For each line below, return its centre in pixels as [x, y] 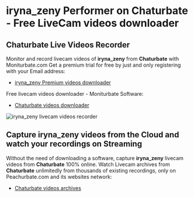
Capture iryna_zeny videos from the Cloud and [93, 135]
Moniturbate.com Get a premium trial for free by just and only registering [93, 65]
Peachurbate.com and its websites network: [59, 177]
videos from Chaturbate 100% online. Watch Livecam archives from [88, 164]
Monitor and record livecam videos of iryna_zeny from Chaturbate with [93, 59]
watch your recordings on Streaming [74, 144]
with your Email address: [36, 71]
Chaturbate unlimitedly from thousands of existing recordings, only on [91, 170]
